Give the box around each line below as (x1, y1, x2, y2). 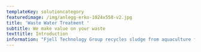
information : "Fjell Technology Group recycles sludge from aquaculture (6, 36, 191, 42)
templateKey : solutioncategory (6, 8, 84, 15)
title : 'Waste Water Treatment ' (6, 20, 90, 26)
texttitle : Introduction (6, 31, 68, 37)
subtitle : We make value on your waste (6, 25, 106, 32)
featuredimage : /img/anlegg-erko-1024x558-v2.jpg (6, 14, 133, 20)
